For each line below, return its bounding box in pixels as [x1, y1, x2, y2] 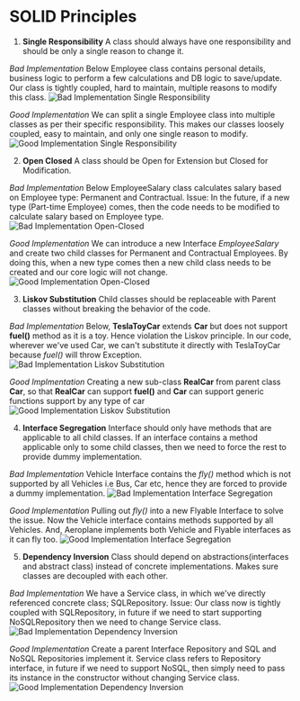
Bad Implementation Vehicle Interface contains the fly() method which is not [9, 468, 292, 479]
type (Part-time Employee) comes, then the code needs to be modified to [9, 201, 280, 212]
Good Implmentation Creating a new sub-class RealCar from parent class [9, 376, 281, 387]
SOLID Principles [9, 6, 137, 27]
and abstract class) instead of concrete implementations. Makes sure [22, 561, 278, 571]
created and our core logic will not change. [9, 266, 169, 277]
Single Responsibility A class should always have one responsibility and [22, 36, 292, 47]
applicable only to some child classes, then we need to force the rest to [22, 441, 287, 452]
